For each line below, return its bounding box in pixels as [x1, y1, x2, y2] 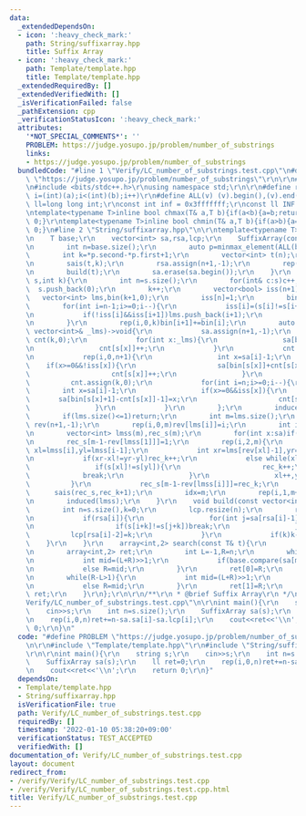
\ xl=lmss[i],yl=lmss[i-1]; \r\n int [25, 446, 209, 455]
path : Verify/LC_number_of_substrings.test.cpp [17, 708, 202, 718]
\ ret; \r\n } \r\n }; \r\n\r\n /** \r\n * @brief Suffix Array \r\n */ [25, 590, 291, 599]
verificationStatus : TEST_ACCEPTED [17, 734, 153, 743]
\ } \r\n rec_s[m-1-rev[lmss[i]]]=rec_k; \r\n [25, 480, 280, 489]
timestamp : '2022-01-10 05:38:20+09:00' [17, 726, 173, 735]
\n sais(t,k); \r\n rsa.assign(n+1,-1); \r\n [25, 259, 250, 269]
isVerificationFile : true [17, 699, 117, 709]
